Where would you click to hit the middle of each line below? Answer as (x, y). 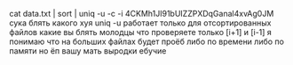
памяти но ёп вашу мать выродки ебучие (88, 51)
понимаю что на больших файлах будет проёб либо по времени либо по (146, 41)
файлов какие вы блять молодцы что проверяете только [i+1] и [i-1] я (141, 32)
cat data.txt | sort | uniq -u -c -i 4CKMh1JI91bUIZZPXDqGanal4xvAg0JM (142, 14)
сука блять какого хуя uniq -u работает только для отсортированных (140, 23)
